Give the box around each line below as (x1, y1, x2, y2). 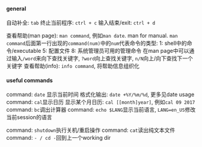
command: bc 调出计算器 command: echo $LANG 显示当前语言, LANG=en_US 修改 (6, 106, 196, 114)
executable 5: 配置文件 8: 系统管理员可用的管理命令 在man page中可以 (13, 47, 189, 55)
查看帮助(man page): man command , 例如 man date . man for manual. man (6, 32, 178, 39)
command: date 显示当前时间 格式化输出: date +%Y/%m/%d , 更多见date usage (6, 91, 195, 98)
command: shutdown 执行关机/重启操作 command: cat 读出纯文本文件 (6, 126, 175, 134)
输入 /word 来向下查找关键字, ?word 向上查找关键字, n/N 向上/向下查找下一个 (11, 55, 194, 62)
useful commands (6, 77, 53, 84)
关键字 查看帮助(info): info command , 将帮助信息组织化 (6, 63, 140, 70)
